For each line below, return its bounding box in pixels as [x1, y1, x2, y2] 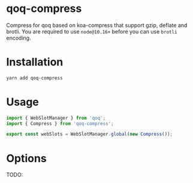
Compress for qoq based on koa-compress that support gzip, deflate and [6, 22, 188, 29]
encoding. [6, 34, 31, 41]
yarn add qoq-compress [6, 75, 63, 81]
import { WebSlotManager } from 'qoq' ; [6, 115, 106, 121]
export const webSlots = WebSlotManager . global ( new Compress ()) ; [6, 131, 173, 138]
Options [6, 151, 47, 165]
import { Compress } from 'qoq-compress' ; [6, 120, 114, 127]
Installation [6, 56, 64, 69]
